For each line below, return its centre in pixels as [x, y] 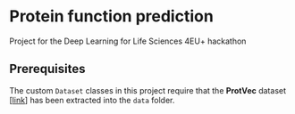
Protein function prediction [112, 16]
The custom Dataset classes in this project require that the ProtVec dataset [148, 90]
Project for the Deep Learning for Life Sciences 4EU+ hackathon [128, 41]
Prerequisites [47, 69]
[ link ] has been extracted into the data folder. [92, 100]
